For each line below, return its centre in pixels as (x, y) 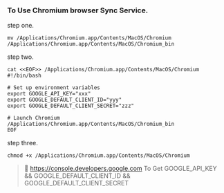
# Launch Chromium (34, 118)
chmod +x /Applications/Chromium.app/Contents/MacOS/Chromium (99, 156)
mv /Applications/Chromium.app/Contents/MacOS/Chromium (89, 38)
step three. (22, 143)
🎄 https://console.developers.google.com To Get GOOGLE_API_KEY (121, 169)
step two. (20, 57)
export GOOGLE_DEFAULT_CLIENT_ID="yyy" (65, 100)
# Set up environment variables (54, 88)
